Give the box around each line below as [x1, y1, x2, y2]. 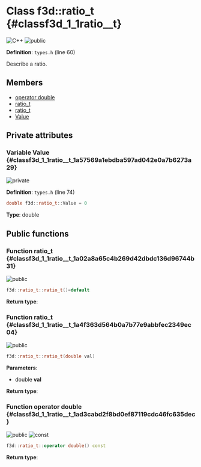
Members [6, 78, 43, 88]
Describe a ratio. [6, 60, 47, 67]
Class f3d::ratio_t [6, 4, 94, 18]
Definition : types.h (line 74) [6, 188, 75, 196]
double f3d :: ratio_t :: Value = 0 [6, 200, 87, 206]
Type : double [6, 211, 40, 218]
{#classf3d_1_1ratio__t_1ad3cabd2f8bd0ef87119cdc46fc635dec [6, 410, 196, 418]
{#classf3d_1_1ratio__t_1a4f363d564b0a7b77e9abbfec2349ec [6, 320, 192, 329]
